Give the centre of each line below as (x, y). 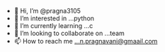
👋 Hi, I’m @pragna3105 (47, 11)
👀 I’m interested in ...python (54, 18)
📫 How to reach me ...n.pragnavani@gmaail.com (86, 41)
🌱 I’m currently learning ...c (53, 26)
